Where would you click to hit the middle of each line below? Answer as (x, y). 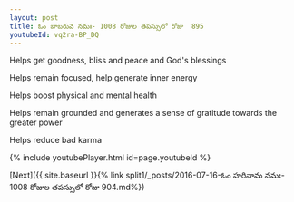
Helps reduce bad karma (56, 140)
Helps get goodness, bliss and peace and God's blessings (118, 61)
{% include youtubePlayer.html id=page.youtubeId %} (110, 158)
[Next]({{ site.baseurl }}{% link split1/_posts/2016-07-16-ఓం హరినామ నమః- (147, 175)
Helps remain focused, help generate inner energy (103, 78)
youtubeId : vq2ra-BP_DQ (54, 34)
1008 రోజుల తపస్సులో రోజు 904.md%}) (77, 188)
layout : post (34, 18)
